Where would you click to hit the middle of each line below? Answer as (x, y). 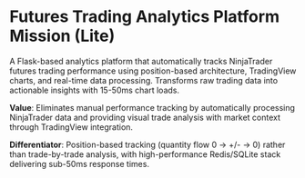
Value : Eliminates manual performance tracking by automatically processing (152, 107)
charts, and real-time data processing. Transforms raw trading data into (144, 80)
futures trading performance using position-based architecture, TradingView (153, 71)
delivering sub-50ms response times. (80, 163)
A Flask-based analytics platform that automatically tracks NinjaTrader (141, 61)
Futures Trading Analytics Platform (145, 17)
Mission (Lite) (62, 36)
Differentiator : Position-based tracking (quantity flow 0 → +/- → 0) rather (147, 144)
